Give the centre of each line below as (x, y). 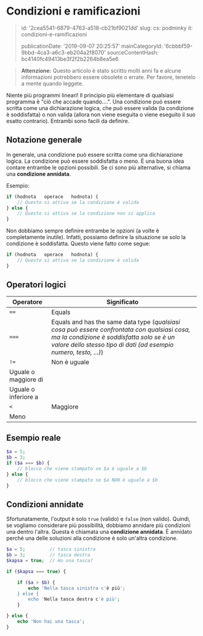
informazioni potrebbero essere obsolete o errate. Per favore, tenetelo (108, 77)
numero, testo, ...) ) (77, 352)
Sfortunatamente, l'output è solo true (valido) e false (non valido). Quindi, (98, 519)
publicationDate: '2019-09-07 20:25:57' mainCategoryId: (92, 46)
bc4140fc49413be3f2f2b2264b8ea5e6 (70, 59)
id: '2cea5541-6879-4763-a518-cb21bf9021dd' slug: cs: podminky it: (107, 28)
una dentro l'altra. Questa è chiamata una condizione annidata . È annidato (99, 532)
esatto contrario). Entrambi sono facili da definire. (68, 121)
